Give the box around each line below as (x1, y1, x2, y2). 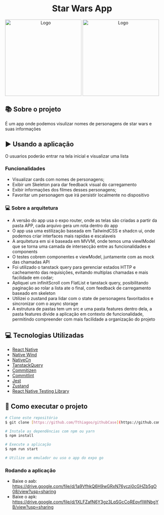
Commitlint (12, 373, 34, 378)
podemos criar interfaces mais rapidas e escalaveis (12, 233, 116, 239)
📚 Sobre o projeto (5, 105, 61, 114)
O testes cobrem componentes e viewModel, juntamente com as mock (12, 254, 155, 260)
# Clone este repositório (5, 415, 58, 420)
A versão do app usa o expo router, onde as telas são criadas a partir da (12, 217, 157, 223)
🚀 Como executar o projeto (5, 402, 88, 411)
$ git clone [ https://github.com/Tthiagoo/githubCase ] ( (5, 420, 121, 425)
